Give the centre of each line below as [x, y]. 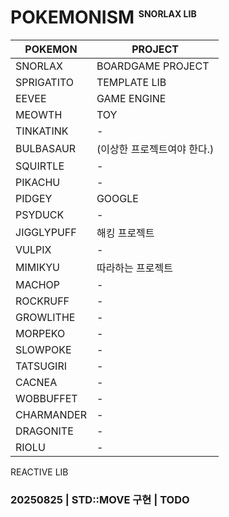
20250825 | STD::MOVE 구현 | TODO [100, 499]
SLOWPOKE [43, 349]
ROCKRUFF [42, 301]
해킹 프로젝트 [125, 233]
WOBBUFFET [46, 398]
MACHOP [37, 284]
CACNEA [36, 382]
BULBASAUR [46, 148]
